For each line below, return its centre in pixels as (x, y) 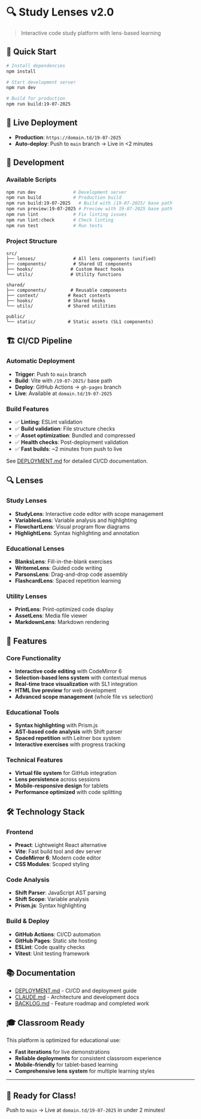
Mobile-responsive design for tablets (62, 786)
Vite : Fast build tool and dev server (58, 852)
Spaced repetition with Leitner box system (68, 738)
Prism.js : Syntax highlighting (51, 906)
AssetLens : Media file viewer (51, 616)
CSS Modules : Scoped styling (52, 864)
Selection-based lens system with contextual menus (80, 678)
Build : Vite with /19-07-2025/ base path (63, 380)
